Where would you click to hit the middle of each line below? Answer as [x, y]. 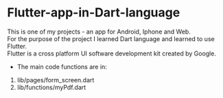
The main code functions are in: [62, 66]
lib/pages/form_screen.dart [56, 79]
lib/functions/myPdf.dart [51, 87]
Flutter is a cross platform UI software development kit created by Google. [111, 53]
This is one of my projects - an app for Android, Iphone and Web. [99, 32]
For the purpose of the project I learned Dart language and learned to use [111, 38]
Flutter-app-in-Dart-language [94, 13]
